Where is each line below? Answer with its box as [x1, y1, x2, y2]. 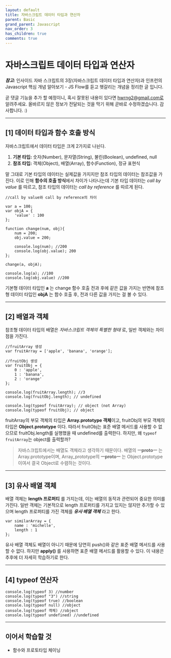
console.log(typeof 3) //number [5, 590, 74, 595]
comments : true [5, 36, 38, 41]
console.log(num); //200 [14, 244, 67, 249]
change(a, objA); [5, 262, 42, 267]
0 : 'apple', [14, 368, 42, 373]
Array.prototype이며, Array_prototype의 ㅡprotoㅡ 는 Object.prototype [17, 453, 163, 460]
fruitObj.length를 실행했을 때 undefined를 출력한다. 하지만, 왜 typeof [18, 430, 157, 436]
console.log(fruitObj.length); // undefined [5, 394, 101, 399]
